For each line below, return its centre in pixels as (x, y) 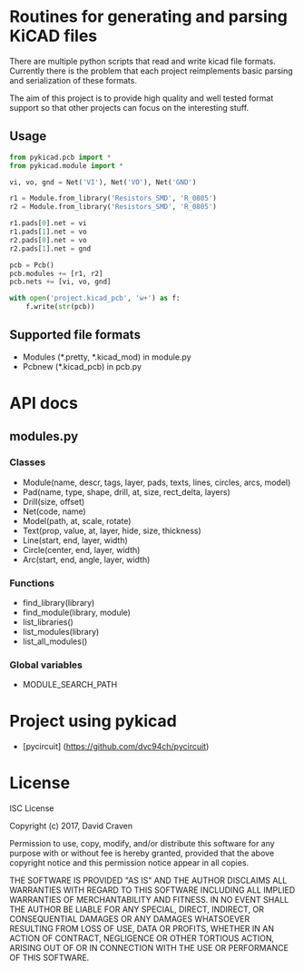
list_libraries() (48, 622)
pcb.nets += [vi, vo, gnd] (60, 282)
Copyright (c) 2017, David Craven (71, 826)
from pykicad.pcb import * (60, 157)
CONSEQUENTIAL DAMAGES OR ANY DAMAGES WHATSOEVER (130, 919)
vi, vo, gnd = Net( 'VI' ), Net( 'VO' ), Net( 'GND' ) (103, 182)
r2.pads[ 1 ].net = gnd (50, 248)
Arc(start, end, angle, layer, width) (86, 559)
